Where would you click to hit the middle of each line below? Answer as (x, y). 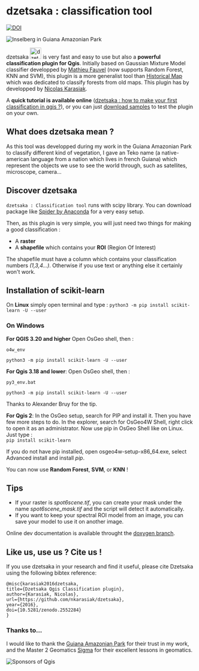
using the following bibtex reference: (52, 573)
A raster (25, 241)
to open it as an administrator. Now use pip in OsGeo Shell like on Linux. (95, 428)
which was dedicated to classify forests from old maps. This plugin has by (98, 82)
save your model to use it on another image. (69, 522)
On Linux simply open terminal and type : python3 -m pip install (88, 305)
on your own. (22, 113)
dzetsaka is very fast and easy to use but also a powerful (83, 57)
